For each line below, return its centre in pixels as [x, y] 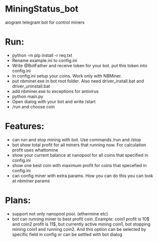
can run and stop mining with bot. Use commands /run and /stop [77, 139]
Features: [25, 126]
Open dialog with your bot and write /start [54, 101]
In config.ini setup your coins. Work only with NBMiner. [67, 76]
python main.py [28, 96]
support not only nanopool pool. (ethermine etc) [60, 213]
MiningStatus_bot [42, 9]
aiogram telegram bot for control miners [45, 22]
